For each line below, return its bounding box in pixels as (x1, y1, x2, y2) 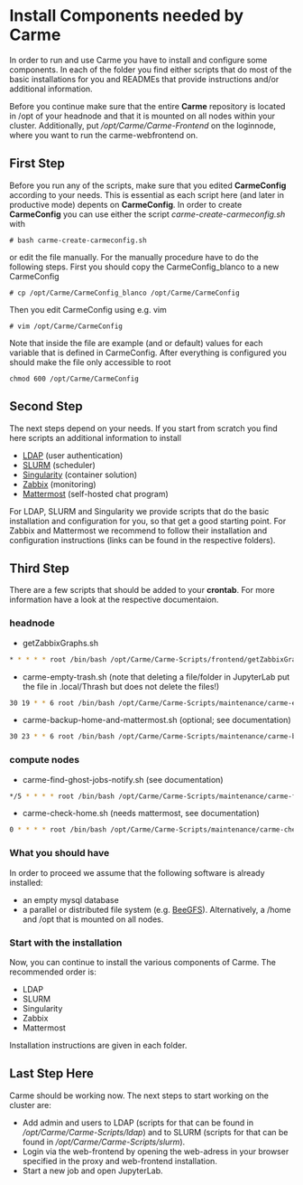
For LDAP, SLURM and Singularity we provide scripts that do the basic (9, 505, 270, 516)
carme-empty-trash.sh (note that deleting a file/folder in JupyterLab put (22, 671, 290, 682)
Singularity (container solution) (22, 469, 138, 480)
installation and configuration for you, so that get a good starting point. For (9, 515, 287, 526)
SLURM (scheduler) (22, 459, 96, 470)
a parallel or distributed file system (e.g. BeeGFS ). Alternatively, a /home (22, 904, 291, 915)
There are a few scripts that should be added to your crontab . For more (9, 585, 275, 596)
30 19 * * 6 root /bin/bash (9, 698, 115, 708)
